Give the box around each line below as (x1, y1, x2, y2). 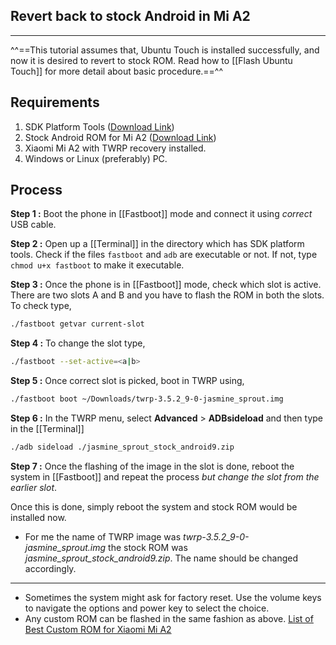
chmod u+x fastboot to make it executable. (10, 259, 185, 271)
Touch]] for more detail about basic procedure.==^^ (10, 65, 224, 77)
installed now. (10, 511, 67, 523)
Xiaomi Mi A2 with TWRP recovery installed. (24, 142, 207, 154)
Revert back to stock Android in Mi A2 (10, 8, 251, 25)
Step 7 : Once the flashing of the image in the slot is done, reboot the (10, 460, 295, 472)
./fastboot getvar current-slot (10, 319, 145, 329)
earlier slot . (10, 481, 58, 493)
